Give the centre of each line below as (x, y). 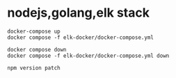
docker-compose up (34, 31)
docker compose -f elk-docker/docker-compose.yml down (88, 56)
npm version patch (34, 68)
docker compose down (37, 49)
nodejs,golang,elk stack (78, 13)
